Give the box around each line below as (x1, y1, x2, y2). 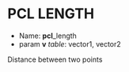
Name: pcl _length (18, 31, 77, 40)
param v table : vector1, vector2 (18, 39, 122, 48)
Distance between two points (7, 55, 103, 64)
